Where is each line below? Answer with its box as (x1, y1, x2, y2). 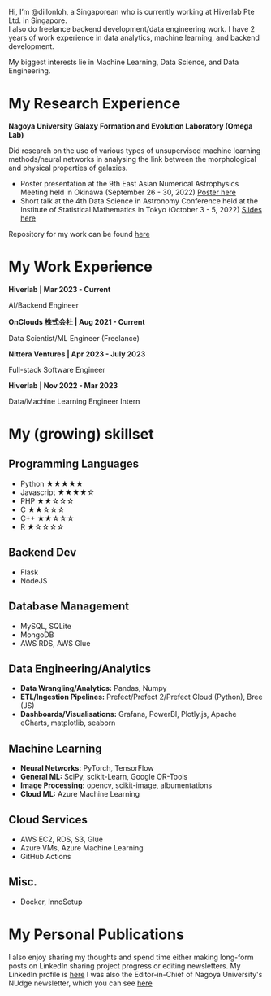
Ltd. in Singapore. (8, 15, 67, 25)
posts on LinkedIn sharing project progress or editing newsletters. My (8, 960, 241, 971)
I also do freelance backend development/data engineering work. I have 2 (8, 24, 256, 33)
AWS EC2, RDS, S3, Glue (19, 834, 104, 844)
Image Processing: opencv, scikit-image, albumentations (19, 780, 213, 790)
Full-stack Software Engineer (8, 365, 105, 374)
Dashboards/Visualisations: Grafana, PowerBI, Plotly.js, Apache (19, 710, 237, 719)
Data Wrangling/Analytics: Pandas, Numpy (19, 684, 167, 693)
